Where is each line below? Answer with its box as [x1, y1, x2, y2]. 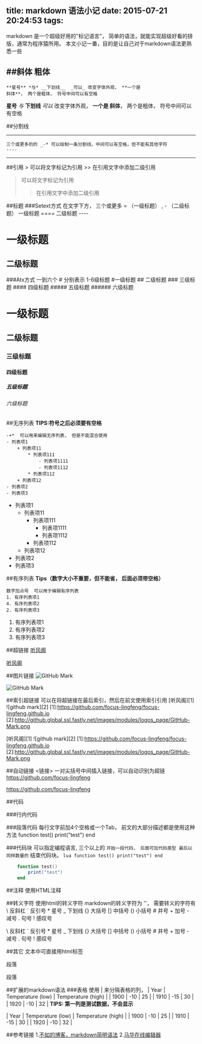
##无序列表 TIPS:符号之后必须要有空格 [6, 419, 102, 427]
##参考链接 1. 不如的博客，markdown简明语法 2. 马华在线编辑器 [6, 1031, 161, 1038]
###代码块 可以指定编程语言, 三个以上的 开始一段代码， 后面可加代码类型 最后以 [6, 844, 192, 851]
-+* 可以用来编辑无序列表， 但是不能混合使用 [6, 433, 108, 439]
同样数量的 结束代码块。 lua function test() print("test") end [6, 851, 164, 859]
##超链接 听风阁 [6, 646, 46, 654]
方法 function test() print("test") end [6, 832, 95, 839]
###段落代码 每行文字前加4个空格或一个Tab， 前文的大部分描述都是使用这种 [6, 824, 195, 831]
